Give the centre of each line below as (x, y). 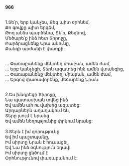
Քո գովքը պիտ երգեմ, (30, 27)
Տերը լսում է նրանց (27, 116)
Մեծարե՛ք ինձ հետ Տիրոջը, (36, 38)
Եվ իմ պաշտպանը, (27, 137)
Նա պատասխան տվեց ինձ (37, 100)
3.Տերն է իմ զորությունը (32, 131)
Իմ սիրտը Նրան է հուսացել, (37, 142)
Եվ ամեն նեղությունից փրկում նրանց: (49, 121)
